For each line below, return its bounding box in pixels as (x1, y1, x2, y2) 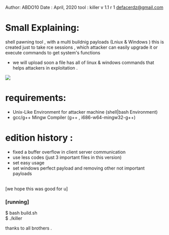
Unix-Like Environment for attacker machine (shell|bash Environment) (12, 109, 158, 115)
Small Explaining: (5, 22, 79, 33)
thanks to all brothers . (5, 225, 52, 231)
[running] (5, 198, 29, 205)
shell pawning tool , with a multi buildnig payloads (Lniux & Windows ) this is (5, 39, 164, 45)
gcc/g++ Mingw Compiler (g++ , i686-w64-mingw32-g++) (12, 114, 136, 120)
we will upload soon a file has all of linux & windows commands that (12, 59, 154, 65)
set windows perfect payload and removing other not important (12, 165, 145, 171)
